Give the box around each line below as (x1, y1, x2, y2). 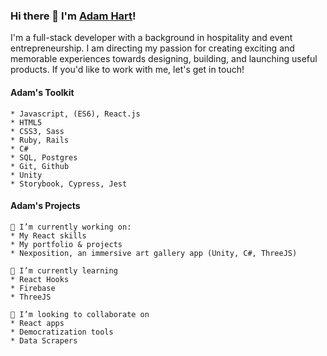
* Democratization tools (10, 327, 114, 337)
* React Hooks (10, 274, 70, 284)
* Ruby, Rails (10, 135, 70, 145)
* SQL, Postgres (10, 152, 78, 163)
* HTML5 (10, 117, 43, 128)
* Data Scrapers (10, 335, 78, 346)
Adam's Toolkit (10, 86, 75, 98)
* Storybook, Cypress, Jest (10, 179, 128, 189)
